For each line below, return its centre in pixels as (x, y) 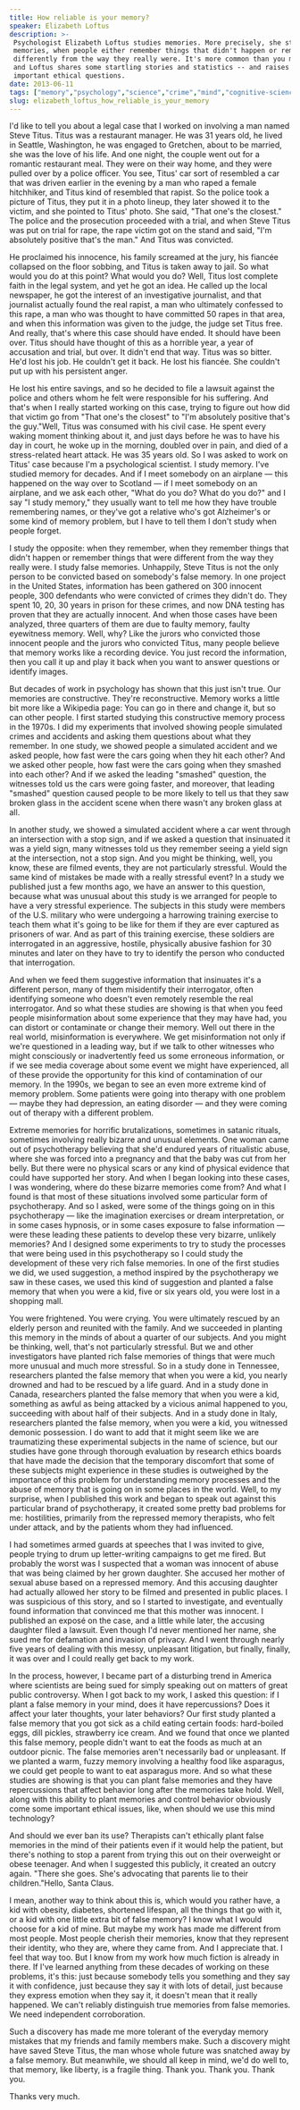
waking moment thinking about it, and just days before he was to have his (145, 436)
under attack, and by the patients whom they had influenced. (121, 1527)
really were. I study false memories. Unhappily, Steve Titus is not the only (144, 567)
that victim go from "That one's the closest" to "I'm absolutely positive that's (150, 417)
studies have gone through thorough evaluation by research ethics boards (146, 1451)
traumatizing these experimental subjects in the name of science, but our (144, 1442)
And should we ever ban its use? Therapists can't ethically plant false (137, 1836)
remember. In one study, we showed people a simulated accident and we (144, 746)
